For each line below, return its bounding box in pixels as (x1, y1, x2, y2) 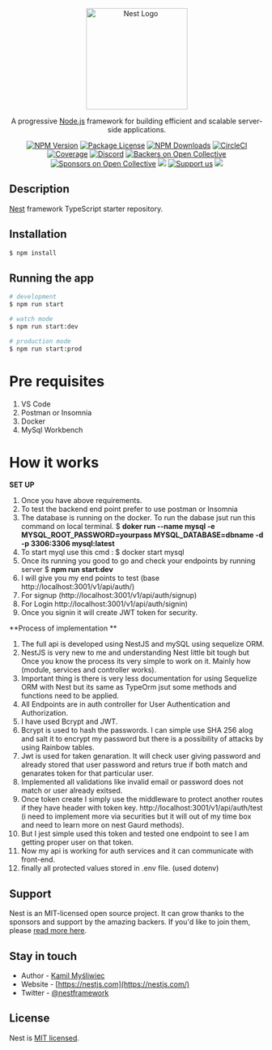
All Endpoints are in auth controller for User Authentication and (20, 699, 231, 709)
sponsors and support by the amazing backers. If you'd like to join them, (9, 917, 250, 927)
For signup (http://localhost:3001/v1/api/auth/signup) (20, 591, 198, 600)
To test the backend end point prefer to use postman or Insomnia (20, 504, 238, 514)
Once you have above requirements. (20, 496, 142, 506)
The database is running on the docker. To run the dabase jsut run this (20, 513, 256, 523)
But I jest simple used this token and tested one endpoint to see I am (20, 828, 249, 839)
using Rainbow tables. (20, 742, 96, 752)
